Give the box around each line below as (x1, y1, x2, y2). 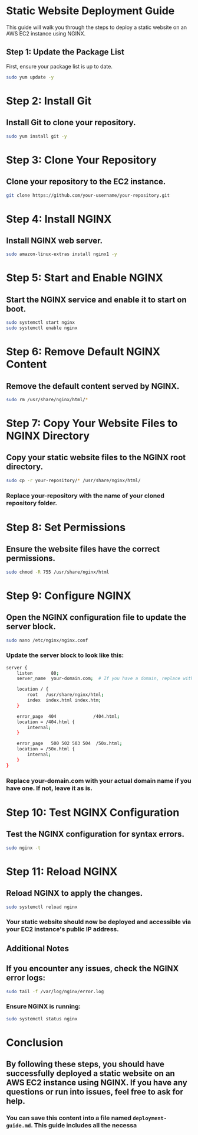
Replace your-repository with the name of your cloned (6, 492, 165, 500)
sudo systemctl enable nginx (6, 325, 78, 331)
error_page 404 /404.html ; (16, 713, 120, 719)
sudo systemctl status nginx (6, 1016, 78, 1022)
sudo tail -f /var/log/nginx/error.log (6, 988, 104, 994)
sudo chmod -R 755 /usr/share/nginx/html (6, 569, 110, 575)
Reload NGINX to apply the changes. (6, 888, 143, 899)
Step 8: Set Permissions (6, 521, 126, 534)
